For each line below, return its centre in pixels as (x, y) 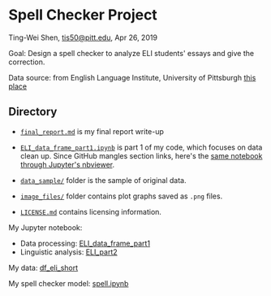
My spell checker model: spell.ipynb (69, 283)
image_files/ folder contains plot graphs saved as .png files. (121, 196)
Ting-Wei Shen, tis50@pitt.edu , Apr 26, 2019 (83, 37)
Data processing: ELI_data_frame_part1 (85, 243)
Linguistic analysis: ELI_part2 (69, 252)
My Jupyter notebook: (45, 227)
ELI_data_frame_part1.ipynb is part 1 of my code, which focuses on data (141, 147)
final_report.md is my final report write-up (92, 131)
